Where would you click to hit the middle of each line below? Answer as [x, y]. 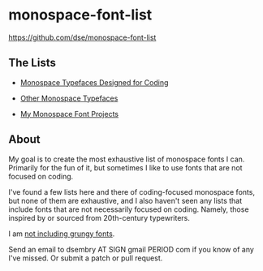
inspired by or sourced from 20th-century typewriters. [99, 217]
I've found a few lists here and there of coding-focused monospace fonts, [132, 191]
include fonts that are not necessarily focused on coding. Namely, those [129, 209]
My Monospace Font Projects [69, 114]
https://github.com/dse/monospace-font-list [82, 37]
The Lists [32, 63]
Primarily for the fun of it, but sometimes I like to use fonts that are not [125, 167]
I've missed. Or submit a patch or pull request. [86, 258]
